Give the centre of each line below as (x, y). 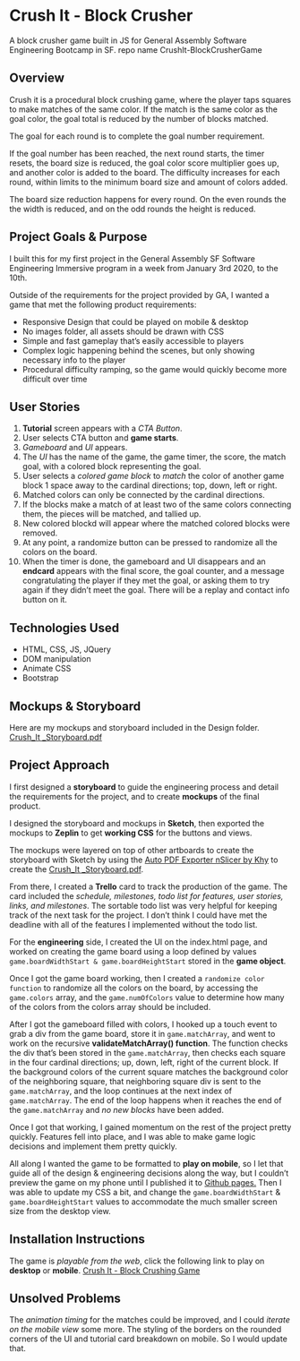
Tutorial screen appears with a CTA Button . (102, 428)
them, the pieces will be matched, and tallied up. (111, 514)
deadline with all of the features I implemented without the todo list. (133, 924)
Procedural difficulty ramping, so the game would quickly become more (154, 369)
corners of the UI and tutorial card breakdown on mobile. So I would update (149, 1339)
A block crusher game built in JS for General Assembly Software (128, 40)
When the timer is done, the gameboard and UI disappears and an (144, 561)
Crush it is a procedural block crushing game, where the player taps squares (150, 99)
